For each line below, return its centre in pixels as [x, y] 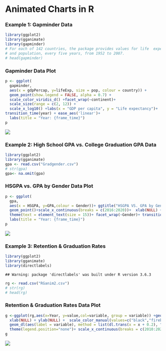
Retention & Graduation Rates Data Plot [53, 305]
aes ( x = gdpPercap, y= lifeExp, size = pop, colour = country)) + [78, 90]
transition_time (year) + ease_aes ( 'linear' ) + [53, 113]
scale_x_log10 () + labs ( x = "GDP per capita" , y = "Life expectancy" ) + [84, 109]
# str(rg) [15, 288]
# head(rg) [16, 292]
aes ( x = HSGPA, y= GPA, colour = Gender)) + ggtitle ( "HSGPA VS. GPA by [82, 206]
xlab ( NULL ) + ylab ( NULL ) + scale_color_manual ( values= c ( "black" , [79, 320]
